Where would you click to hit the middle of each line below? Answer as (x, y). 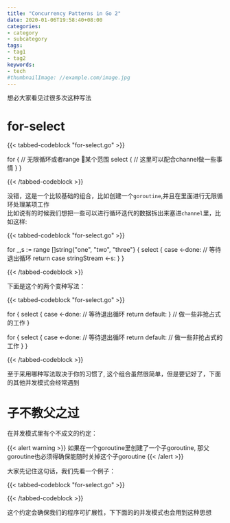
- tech (16, 71)
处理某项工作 (31, 204)
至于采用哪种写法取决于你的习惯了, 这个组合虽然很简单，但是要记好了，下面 (114, 374)
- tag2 (16, 58)
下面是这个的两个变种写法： (46, 286)
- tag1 (16, 52)
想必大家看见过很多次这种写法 (49, 98)
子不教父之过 (44, 413)
